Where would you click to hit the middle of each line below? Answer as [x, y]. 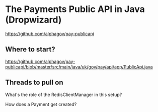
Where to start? [30, 49]
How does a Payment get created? [41, 104]
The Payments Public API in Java [75, 9]
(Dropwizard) [33, 20]
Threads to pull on [34, 83]
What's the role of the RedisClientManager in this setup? [64, 94]
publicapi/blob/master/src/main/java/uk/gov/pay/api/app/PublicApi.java [79, 66]
